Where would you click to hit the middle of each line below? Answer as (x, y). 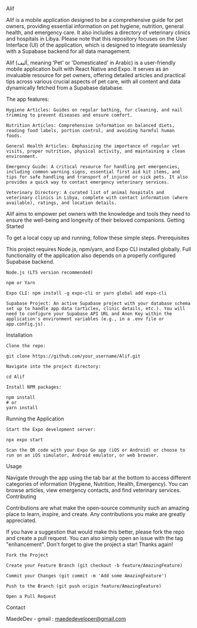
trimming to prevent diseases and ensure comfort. (69, 115)
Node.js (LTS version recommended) (50, 272)
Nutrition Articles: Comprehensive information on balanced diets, (91, 126)
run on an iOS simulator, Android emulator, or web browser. (83, 455)
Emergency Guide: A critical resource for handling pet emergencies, (93, 167)
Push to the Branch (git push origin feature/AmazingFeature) (84, 586)
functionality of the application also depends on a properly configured (91, 255)
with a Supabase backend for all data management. (69, 51)
